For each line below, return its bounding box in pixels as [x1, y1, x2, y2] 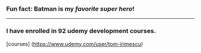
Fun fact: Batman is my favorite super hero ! [6, 5, 135, 13]
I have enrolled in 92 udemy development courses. [6, 27, 157, 35]
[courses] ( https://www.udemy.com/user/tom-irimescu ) [6, 40, 144, 47]
